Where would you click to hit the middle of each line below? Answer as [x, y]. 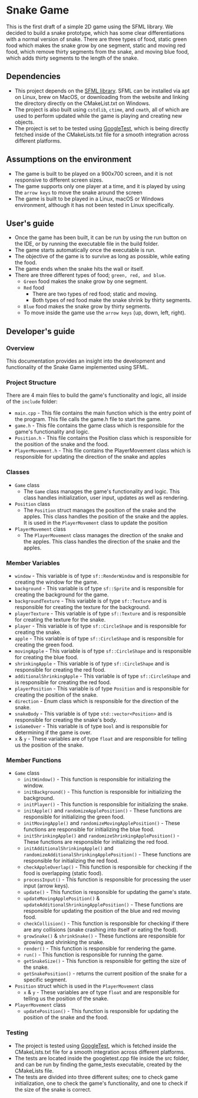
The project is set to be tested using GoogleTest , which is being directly [101, 128]
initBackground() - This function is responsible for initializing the [102, 792]
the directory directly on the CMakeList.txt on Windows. [82, 103]
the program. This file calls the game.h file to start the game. [88, 419]
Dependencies [33, 76]
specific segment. [45, 980]
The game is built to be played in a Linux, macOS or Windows [89, 199]
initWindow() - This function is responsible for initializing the [97, 780]
